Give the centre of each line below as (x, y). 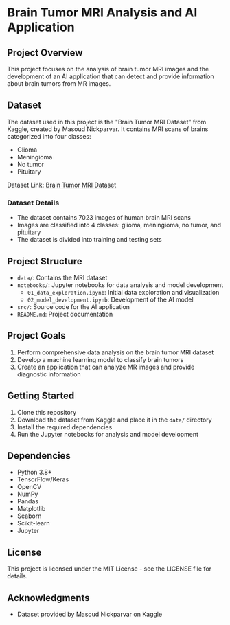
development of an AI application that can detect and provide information (111, 76)
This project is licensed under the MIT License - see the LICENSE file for (109, 569)
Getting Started (41, 396)
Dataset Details (33, 203)
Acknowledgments (49, 598)
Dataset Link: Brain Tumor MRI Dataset (62, 185)
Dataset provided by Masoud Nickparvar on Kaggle (90, 614)
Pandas (28, 501)
